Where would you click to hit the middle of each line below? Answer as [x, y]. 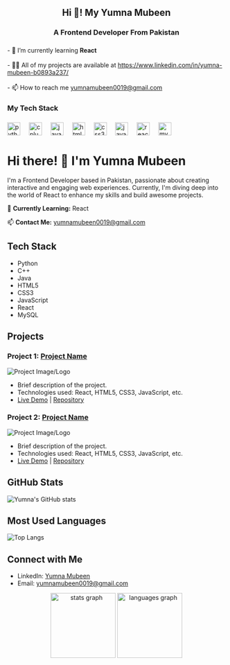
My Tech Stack [33, 108]
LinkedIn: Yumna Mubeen [54, 576]
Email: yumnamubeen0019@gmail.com [73, 583]
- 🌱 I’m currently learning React [52, 51]
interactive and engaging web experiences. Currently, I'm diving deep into [113, 188]
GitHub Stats [35, 482]
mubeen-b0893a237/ [38, 73]
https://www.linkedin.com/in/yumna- [170, 65]
